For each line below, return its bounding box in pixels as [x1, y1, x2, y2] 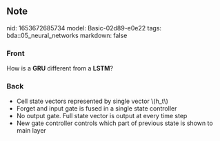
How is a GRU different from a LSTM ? [6, 64, 114, 73]
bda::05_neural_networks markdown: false [6, 31, 128, 39]
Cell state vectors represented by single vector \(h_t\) [16, 97, 168, 106]
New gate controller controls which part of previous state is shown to [16, 119, 213, 127]
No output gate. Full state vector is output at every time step [16, 112, 188, 120]
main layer [16, 126, 46, 135]
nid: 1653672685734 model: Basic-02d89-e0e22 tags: [6, 23, 162, 32]
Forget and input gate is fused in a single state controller [16, 104, 177, 113]
